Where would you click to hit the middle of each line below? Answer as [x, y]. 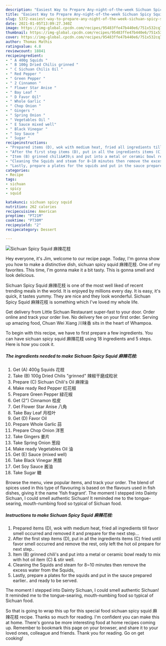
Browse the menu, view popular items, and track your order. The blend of [80, 482]
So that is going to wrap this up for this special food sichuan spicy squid [79, 610]
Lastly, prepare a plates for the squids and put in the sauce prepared [82, 575]
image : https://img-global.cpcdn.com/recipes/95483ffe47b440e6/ [73, 28]
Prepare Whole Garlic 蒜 [37, 424]
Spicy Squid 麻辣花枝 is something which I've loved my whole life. [72, 302]
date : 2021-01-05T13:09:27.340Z [39, 23]
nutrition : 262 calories [31, 207]
